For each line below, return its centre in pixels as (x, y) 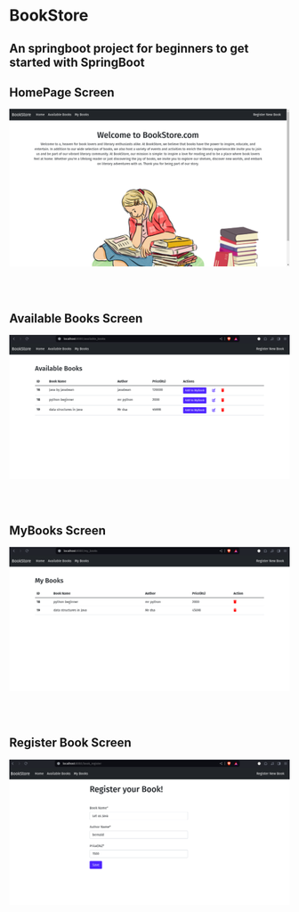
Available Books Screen (76, 318)
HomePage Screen (62, 92)
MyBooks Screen (58, 530)
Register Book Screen (70, 743)
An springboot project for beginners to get (129, 49)
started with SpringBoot (77, 62)
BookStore (49, 16)
